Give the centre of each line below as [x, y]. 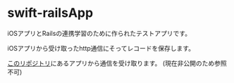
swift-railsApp [50, 13]
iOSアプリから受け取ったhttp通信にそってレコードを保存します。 [101, 48]
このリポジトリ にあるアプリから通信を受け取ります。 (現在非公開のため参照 [117, 63]
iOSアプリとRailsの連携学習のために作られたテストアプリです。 [99, 33]
